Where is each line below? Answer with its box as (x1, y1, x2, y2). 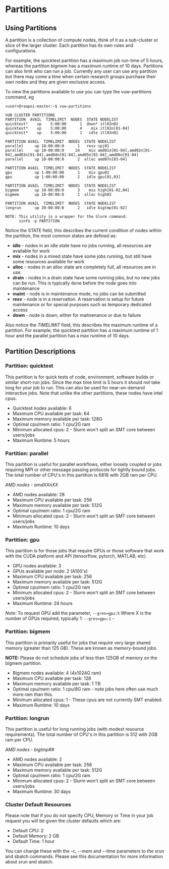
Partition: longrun (5, 715, 49, 722)
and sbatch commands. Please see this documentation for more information (5, 853, 163, 859)
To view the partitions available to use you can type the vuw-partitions (5, 89, 152, 94)
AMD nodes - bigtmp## (5, 746, 54, 752)
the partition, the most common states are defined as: (5, 233, 117, 239)
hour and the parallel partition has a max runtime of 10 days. (5, 333, 130, 338)
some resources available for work (12, 259, 85, 264)
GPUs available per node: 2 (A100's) (12, 568, 88, 574)
